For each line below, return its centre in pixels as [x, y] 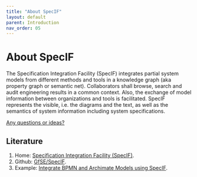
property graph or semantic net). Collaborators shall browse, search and [94, 86]
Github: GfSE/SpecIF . [40, 162]
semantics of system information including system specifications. [86, 111]
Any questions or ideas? [35, 123]
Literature [24, 141]
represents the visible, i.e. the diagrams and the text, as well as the [87, 105]
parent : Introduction [33, 22]
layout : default [26, 17]
